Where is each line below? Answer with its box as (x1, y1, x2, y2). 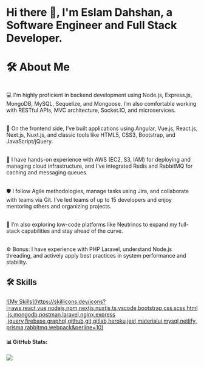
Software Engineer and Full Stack (6, 18, 177, 32)
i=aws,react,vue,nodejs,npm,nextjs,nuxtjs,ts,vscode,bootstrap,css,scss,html (6, 304, 198, 312)
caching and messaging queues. (6, 169, 88, 176)
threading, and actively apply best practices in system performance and (6, 252, 186, 259)
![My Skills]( (6, 298, 36, 306)
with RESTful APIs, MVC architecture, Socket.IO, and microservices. (6, 106, 176, 114)
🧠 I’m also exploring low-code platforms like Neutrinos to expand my (6, 221, 177, 228)
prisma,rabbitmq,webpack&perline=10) (6, 324, 104, 331)
